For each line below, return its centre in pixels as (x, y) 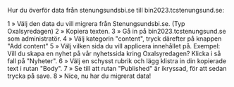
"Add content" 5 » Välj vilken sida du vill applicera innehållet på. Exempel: (114, 46)
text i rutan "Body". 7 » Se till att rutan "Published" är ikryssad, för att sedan (117, 68)
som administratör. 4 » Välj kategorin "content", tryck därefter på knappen (115, 39)
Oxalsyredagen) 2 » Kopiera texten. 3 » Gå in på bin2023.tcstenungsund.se (117, 31)
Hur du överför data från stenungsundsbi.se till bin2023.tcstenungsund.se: (116, 10)
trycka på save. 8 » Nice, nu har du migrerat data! (79, 76)
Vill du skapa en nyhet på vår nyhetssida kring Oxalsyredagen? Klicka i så (114, 53)
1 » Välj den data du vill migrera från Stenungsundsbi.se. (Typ (96, 24)
